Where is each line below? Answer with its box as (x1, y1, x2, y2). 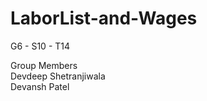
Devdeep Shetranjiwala (10, 70, 106, 82)
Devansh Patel (10, 80, 70, 92)
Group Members (10, 59, 78, 71)
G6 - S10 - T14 (10, 40, 71, 52)
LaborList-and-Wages (10, 7, 198, 30)
